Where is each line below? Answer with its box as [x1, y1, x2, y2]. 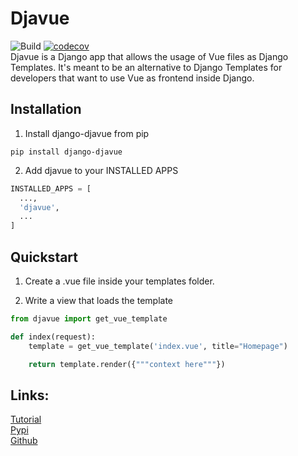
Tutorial [10, 413, 42, 426]
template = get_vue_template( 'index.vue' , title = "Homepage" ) [28, 341, 288, 351]
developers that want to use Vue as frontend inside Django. [10, 72, 255, 84]
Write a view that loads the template [24, 294, 173, 306]
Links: [10, 387, 50, 404]
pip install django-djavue [10, 147, 123, 157]
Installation [10, 101, 82, 118]
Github [10, 435, 38, 447]
